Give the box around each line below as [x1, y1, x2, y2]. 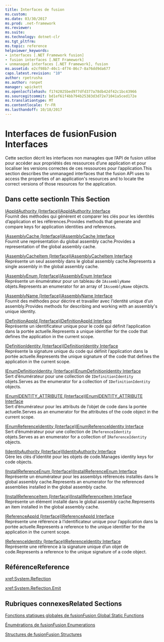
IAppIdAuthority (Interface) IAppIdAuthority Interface [5, 208, 111, 214]
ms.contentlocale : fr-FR [5, 103, 56, 108]
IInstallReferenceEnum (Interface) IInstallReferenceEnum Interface [5, 468, 137, 474]
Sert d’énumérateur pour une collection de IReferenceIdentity [5, 429, 131, 435]
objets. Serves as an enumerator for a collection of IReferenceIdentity [5, 434, 147, 439]
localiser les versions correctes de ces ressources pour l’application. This [5, 165, 152, 171]
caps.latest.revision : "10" [5, 71, 63, 76]
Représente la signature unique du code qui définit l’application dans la [5, 348, 148, 354]
